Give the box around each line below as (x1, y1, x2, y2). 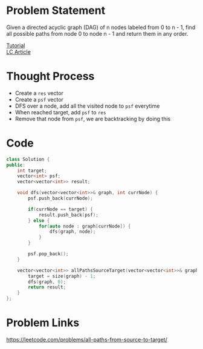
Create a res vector (14, 89, 63, 97)
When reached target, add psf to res (14, 108, 106, 116)
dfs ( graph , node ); (49, 229, 96, 235)
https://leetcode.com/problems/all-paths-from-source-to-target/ (6, 336, 167, 343)
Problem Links (6, 316, 80, 330)
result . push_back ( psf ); (38, 212, 98, 218)
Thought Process (6, 70, 95, 83)
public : (6, 161, 26, 168)
